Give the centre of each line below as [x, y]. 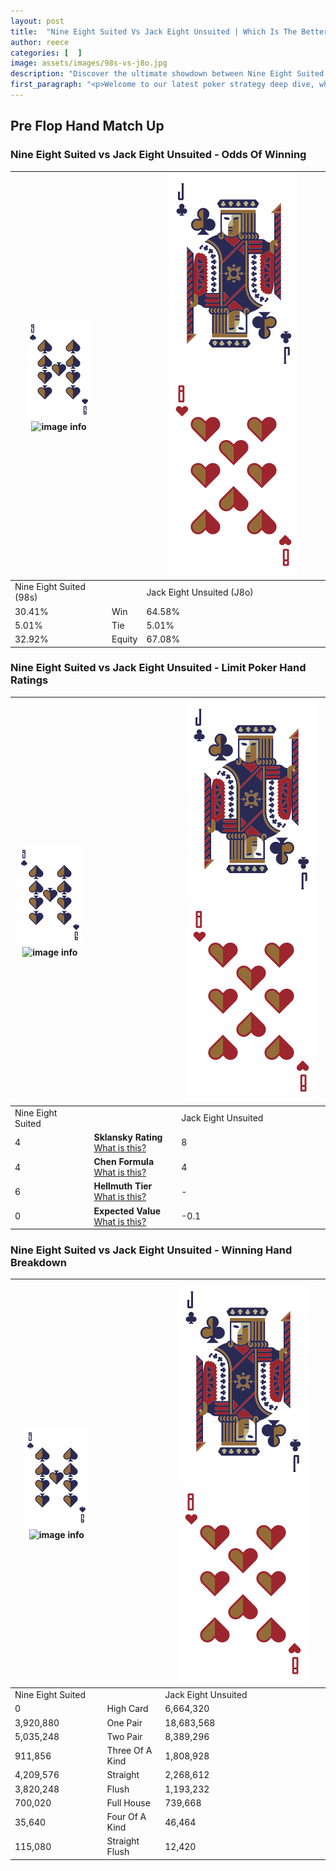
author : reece [40, 42]
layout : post [37, 21]
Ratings [29, 680]
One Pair [124, 1722]
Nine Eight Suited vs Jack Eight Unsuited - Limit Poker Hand [158, 668]
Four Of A [126, 1817]
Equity [124, 639]
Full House [128, 1802]
